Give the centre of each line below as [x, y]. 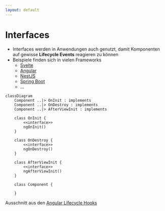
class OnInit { [30, 118]
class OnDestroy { [34, 140]
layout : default [22, 10]
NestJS [28, 76]
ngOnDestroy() [38, 149]
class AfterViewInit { [38, 162]
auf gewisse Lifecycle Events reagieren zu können [65, 54]
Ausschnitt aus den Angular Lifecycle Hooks [51, 202]
